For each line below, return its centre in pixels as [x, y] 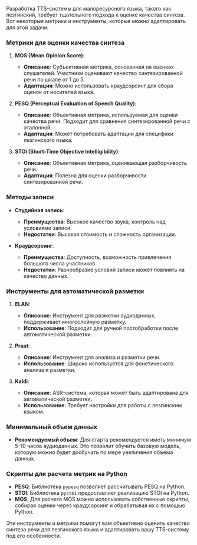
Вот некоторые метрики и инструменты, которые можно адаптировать [96, 21]
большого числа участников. [60, 263]
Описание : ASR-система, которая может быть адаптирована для [106, 392]
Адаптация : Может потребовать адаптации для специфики [98, 134]
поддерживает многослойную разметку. [75, 322]
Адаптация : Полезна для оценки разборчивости [85, 176]
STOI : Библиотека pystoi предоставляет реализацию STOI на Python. [102, 493]
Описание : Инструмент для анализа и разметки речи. [92, 357]
